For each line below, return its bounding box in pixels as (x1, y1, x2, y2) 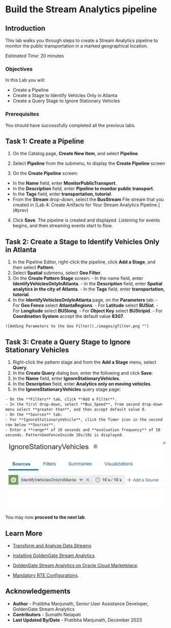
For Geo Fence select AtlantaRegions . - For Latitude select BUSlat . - (12, 302, 159, 308)
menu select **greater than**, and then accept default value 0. (5, 407, 147, 412)
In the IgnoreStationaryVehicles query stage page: (12, 387, 121, 393)
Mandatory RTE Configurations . (12, 572, 79, 578)
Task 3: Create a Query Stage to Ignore (5, 337, 131, 346)
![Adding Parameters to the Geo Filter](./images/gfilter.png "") (5, 324, 149, 329)
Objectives (5, 65, 33, 73)
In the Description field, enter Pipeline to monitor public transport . (12, 185, 154, 192)
